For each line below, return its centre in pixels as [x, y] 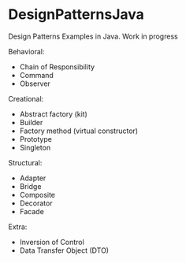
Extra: [18, 227]
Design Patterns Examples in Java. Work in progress [93, 36]
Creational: [26, 98]
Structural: [25, 162]
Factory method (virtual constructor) [79, 131]
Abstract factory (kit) [54, 114]
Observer [35, 83]
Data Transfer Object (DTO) [64, 250]
